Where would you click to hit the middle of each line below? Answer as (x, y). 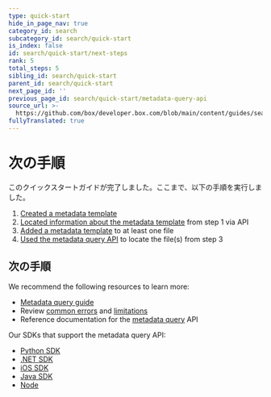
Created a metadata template (69, 213)
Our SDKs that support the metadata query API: (87, 335)
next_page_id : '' (38, 91)
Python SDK (40, 350)
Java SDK (36, 376)
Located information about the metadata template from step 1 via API (134, 222)
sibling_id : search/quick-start (63, 76)
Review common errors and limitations (83, 311)
